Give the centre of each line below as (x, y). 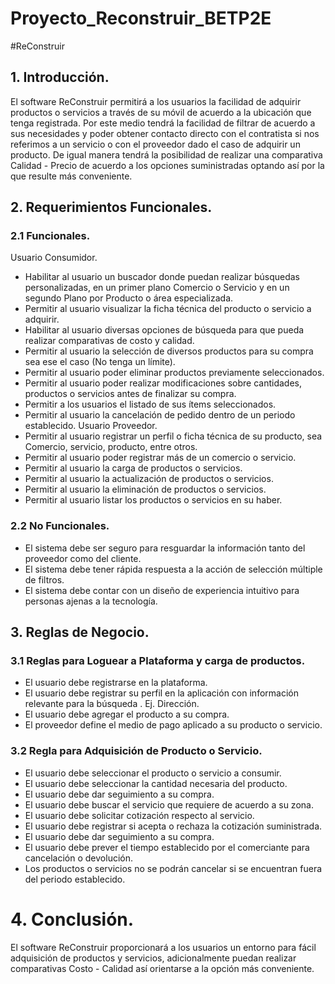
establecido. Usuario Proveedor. (91, 426)
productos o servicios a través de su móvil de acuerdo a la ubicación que (161, 112)
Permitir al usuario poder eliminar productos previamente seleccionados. (174, 373)
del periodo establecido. (75, 879)
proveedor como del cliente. (83, 558)
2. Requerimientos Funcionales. (111, 207)
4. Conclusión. (72, 919)
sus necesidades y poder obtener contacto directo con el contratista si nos (165, 133)
